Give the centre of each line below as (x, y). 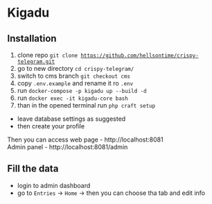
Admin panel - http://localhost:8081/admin (68, 147)
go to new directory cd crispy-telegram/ (76, 68)
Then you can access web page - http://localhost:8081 (86, 139)
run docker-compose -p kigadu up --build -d (82, 91)
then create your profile (51, 126)
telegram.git (36, 62)
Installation (32, 39)
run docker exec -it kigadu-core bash (72, 98)
